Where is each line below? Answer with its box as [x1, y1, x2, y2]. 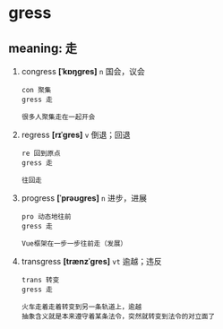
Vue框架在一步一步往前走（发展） [21, 239, 127, 248]
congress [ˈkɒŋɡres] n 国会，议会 [21, 66, 145, 76]
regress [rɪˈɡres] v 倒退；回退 [21, 129, 131, 140]
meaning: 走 [8, 40, 78, 56]
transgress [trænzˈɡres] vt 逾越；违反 [21, 256, 162, 266]
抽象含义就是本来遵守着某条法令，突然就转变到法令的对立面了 [21, 312, 216, 321]
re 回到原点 [21, 149, 61, 158]
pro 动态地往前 [21, 212, 72, 221]
